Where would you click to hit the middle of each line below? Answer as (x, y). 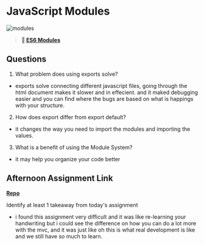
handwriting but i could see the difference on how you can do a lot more (106, 223)
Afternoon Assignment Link (60, 178)
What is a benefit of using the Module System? (74, 147)
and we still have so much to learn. (59, 236)
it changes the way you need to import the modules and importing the (103, 129)
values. (24, 135)
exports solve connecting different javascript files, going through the (101, 86)
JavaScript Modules (58, 11)
